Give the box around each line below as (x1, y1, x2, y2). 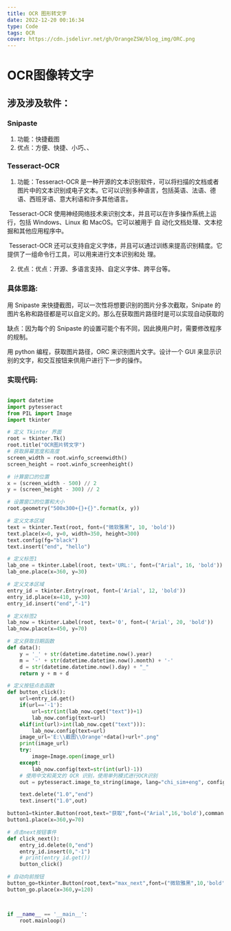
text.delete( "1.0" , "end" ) (19, 791, 94, 798)
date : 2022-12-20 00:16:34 (7, 17, 85, 23)
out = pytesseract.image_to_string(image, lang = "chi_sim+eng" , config (19, 778, 226, 785)
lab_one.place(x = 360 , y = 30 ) (7, 569, 88, 576)
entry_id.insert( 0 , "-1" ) (19, 848, 91, 855)
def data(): (7, 645, 41, 651)
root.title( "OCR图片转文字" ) (7, 442, 86, 449)
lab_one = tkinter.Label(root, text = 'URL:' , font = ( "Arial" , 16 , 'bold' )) (7, 562, 223, 569)
